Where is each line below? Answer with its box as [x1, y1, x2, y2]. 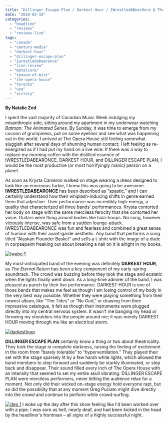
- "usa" [9, 86, 26, 92]
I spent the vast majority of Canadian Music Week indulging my [5, 115, 135, 121]
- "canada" [9, 40, 32, 45]
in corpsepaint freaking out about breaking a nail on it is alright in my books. [5, 241, 162, 247]
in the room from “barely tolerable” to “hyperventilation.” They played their [5, 349, 158, 355]
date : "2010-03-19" [5, 12, 46, 17]
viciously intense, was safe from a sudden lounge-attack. [5, 220, 123, 226]
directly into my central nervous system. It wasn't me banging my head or [5, 308, 157, 314]
